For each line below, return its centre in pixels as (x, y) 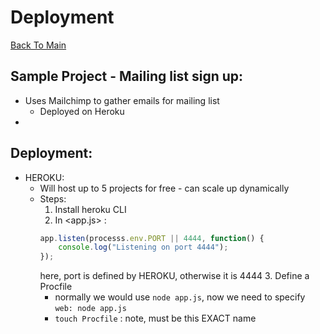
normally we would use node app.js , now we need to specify (180, 297)
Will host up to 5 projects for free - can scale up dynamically (164, 188)
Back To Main (38, 45)
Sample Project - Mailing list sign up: (127, 76)
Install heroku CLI (90, 209)
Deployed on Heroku (82, 111)
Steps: (53, 198)
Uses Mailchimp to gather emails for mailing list (122, 100)
